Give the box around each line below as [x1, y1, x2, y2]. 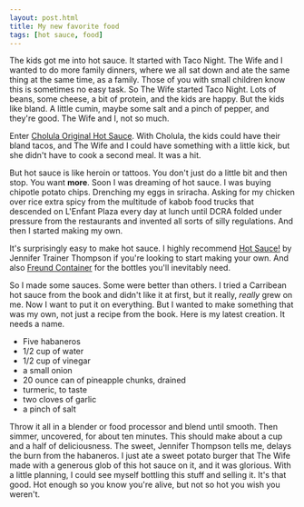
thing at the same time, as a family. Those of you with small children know [9, 75, 286, 85]
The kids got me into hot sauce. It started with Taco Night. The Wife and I [9, 55, 283, 66]
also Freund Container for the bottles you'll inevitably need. [9, 263, 231, 273]
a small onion [22, 365, 73, 376]
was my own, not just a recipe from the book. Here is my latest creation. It [9, 309, 286, 320]
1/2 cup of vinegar [22, 355, 91, 366]
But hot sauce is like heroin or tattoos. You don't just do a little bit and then [9, 167, 288, 178]
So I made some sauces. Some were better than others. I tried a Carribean [9, 280, 288, 291]
